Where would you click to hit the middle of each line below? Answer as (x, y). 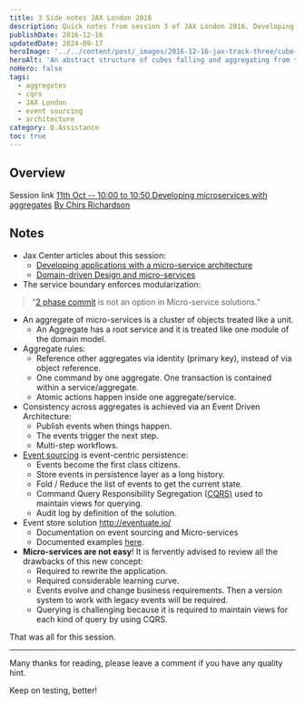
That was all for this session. (63, 637)
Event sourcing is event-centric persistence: (105, 455)
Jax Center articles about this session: (94, 255)
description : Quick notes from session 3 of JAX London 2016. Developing (152, 26)
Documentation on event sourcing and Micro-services (137, 532)
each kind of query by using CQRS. (102, 619)
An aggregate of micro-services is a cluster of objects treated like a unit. (158, 319)
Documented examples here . (90, 541)
